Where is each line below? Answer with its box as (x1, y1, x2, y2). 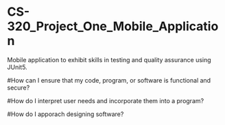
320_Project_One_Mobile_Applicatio (7, 18, 219, 34)
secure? (7, 83, 30, 92)
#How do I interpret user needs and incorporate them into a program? (7, 96, 204, 105)
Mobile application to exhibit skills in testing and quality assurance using (7, 55, 211, 64)
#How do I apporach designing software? (7, 110, 124, 118)
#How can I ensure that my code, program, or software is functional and (7, 76, 211, 84)
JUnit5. (7, 63, 27, 71)
